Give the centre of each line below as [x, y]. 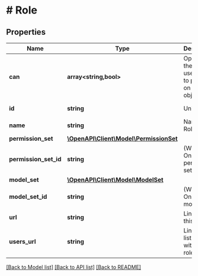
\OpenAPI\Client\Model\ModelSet [115, 180]
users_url [23, 242]
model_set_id [28, 197]
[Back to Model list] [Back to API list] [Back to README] [74, 267]
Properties [26, 32]
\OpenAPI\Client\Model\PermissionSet [122, 139]
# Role [22, 10]
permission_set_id [35, 159]
